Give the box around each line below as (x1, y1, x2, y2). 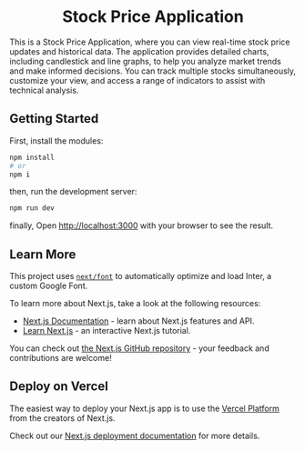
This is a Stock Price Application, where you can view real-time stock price (9, 36, 290, 47)
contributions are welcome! (9, 353, 112, 364)
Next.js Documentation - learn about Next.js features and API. (22, 315, 255, 326)
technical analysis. (9, 85, 79, 95)
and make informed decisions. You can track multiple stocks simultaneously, (9, 65, 297, 76)
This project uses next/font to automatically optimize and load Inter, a (9, 271, 272, 282)
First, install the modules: (9, 135, 104, 146)
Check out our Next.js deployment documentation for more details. (9, 430, 260, 441)
